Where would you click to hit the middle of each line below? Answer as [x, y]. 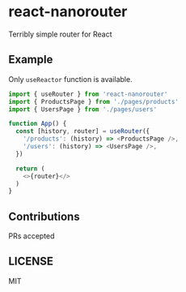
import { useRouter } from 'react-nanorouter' [88, 94]
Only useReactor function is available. [70, 79]
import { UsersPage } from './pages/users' [83, 109]
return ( [30, 169]
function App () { [38, 124]
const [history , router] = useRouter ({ [83, 131]
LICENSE [31, 262]
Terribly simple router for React [60, 34]
